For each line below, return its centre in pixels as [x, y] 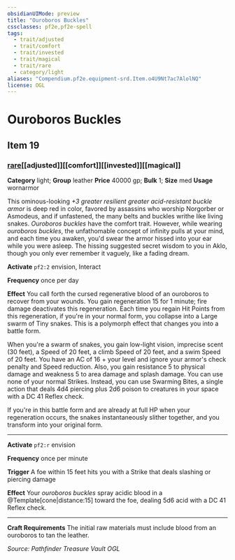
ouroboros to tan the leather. [48, 536]
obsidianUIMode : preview [43, 14]
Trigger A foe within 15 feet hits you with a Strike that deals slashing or [109, 472]
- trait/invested [39, 53]
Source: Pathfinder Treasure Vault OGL [64, 549]
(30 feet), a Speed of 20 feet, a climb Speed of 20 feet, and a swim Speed [114, 352]
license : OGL [26, 85]
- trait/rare [33, 66]
